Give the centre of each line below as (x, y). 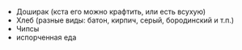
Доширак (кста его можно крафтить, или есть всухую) (111, 12)
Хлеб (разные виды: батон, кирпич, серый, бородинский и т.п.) (125, 20)
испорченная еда (46, 37)
